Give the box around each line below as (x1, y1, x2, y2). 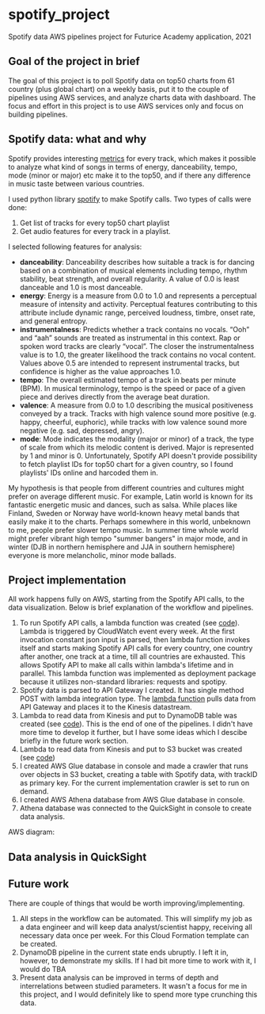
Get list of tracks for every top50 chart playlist (19, 218, 170, 228)
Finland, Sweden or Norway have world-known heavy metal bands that (8, 508, 240, 518)
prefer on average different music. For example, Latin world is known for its (8, 492, 253, 501)
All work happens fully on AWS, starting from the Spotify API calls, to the (8, 595, 245, 604)
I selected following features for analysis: (8, 242, 142, 251)
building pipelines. (8, 109, 68, 119)
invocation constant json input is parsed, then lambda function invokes (19, 635, 251, 645)
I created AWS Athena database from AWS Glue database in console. (19, 795, 245, 805)
